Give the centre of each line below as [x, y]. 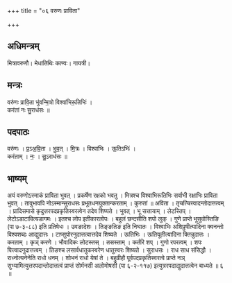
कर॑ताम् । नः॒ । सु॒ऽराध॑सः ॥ [37, 157]
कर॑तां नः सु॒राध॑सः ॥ [28, 110]
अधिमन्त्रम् [23, 46]
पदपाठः [18, 132]
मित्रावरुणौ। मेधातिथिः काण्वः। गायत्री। [49, 63]
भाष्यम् [17, 179]
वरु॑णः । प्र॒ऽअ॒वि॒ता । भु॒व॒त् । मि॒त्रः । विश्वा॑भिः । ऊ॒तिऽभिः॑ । [72, 148]
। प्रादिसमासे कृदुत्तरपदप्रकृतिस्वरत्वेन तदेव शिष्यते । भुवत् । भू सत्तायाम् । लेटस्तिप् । [99, 211]
